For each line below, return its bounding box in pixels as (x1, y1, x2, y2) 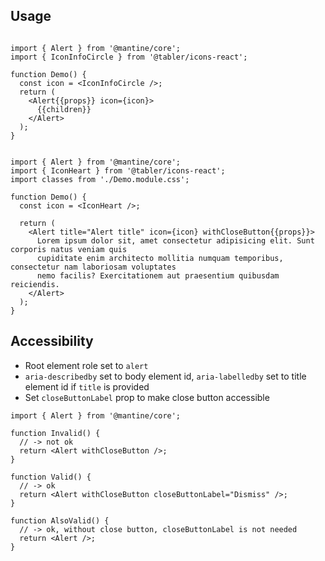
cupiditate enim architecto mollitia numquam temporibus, (36, 253, 284, 263)
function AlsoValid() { (10, 515, 110, 526)
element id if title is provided (24, 380, 150, 393)
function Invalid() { (10, 428, 101, 438)
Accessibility (10, 333, 94, 350)
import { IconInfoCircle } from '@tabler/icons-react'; (10, 52, 248, 62)
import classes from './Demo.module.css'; (10, 174, 190, 184)
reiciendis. (10, 279, 60, 289)
